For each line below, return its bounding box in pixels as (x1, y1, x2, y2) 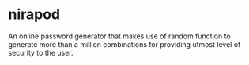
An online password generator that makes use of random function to (8, 31, 231, 41)
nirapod (8, 5, 61, 23)
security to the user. (8, 48, 74, 57)
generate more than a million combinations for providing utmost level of (8, 39, 241, 49)
